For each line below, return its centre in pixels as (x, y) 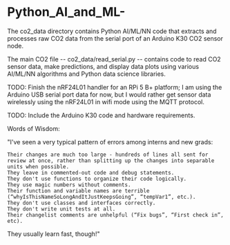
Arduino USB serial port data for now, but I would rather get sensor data (109, 95)
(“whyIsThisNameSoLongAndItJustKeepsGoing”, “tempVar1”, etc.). (102, 197)
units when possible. (38, 166)
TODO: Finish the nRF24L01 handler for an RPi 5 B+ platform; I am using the (115, 87)
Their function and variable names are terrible (78, 190)
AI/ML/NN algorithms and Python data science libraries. (86, 74)
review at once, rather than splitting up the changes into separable (111, 160)
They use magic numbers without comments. (69, 185)
